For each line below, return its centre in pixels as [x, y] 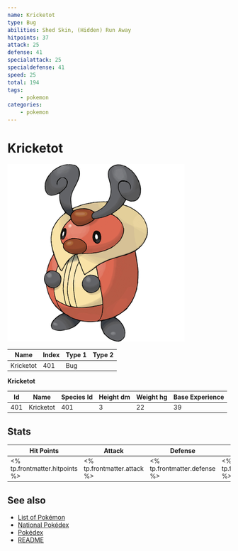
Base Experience [199, 397]
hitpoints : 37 [28, 38]
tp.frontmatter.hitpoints [44, 468]
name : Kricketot [31, 15]
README [31, 540]
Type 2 [103, 355]
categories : [25, 105]
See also [27, 500]
